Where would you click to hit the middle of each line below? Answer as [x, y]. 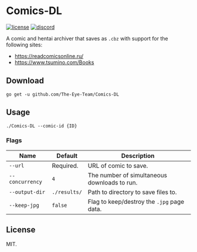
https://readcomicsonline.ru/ [49, 56]
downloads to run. [113, 182]
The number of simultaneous [128, 175]
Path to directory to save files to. [132, 192]
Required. [65, 166]
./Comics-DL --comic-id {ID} [42, 126]
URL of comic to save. [118, 166]
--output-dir [27, 192]
